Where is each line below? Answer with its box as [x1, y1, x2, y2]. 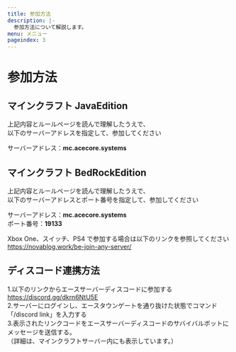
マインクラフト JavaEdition [7, 100, 128, 112]
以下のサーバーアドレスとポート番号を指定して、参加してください [7, 195, 199, 204]
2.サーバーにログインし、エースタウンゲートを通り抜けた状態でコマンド [7, 301, 218, 310]
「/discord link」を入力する [7, 310, 87, 319]
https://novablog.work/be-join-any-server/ [7, 242, 132, 251]
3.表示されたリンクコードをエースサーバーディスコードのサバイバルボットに [7, 319, 229, 327]
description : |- [7, 17, 55, 24]
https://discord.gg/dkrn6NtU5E [7, 293, 99, 301]
